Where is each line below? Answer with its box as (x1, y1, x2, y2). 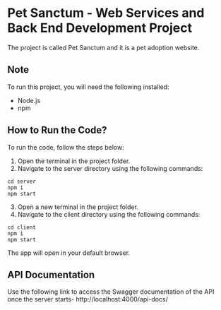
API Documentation (7, 268, 95, 280)
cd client (7, 224, 37, 231)
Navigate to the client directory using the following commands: (17, 210, 201, 218)
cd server (7, 178, 37, 185)
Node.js (17, 96, 41, 105)
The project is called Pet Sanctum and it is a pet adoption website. (7, 43, 200, 52)
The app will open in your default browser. (7, 249, 131, 257)
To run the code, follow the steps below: (7, 143, 125, 151)
